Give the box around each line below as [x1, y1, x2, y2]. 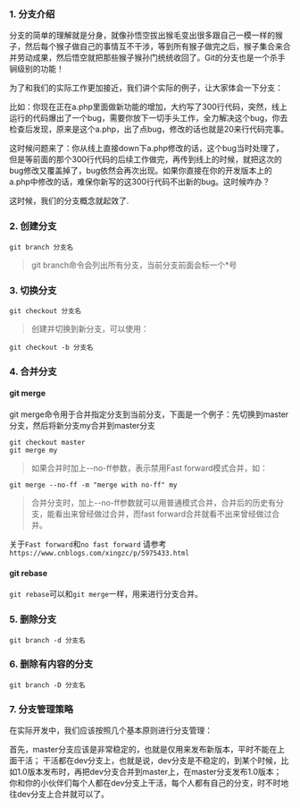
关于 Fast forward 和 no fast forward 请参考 [9, 539, 167, 549]
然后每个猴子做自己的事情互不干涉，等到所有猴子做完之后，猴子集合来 [24, 41, 283, 52]
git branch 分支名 [9, 242, 74, 251]
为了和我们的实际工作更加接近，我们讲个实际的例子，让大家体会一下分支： [9, 82, 283, 93]
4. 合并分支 [9, 365, 57, 378]
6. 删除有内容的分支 [9, 658, 94, 670]
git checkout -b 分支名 [9, 343, 94, 352]
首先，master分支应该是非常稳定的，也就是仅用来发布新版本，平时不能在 [9, 744, 278, 755]
